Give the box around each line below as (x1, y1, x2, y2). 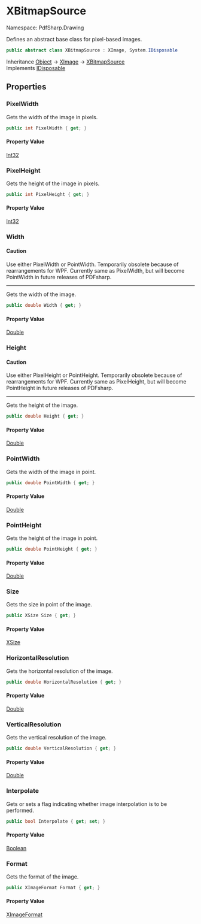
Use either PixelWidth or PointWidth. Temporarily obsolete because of (6, 261, 179, 268)
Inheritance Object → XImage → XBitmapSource (6, 58, 125, 65)
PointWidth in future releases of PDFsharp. (6, 274, 112, 281)
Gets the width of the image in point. (6, 468, 96, 475)
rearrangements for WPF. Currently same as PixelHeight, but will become (6, 378, 187, 385)
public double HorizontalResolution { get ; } (6, 679, 121, 685)
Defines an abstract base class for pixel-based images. (6, 35, 142, 43)
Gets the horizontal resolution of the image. (6, 667, 113, 675)
